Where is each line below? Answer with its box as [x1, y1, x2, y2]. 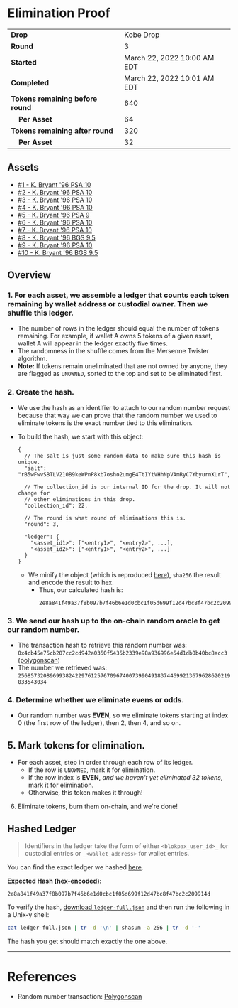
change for [17, 489, 50, 497]
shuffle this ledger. [7, 308, 74, 318]
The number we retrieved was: [17, 663, 108, 672]
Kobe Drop [123, 30, 160, 40]
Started [11, 57, 37, 67]
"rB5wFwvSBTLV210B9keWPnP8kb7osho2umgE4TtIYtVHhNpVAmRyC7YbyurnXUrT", [17, 471, 231, 478]
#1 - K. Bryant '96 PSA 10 [17, 180, 91, 189]
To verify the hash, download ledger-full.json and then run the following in [7, 903, 230, 911]
